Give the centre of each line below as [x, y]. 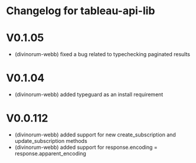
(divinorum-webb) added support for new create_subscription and [95, 135]
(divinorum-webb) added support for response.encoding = [86, 147]
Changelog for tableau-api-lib [81, 11]
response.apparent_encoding [50, 154]
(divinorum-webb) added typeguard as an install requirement [89, 94]
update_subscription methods [51, 141]
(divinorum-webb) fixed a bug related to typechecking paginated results [102, 54]
